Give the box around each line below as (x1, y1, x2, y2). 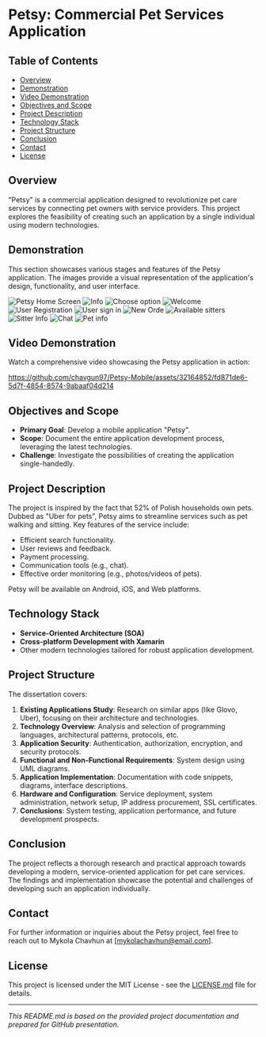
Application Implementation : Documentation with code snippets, (19, 772, 234, 782)
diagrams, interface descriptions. (19, 780, 128, 790)
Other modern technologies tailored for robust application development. (19, 645, 255, 655)
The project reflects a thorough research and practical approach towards (8, 858, 246, 868)
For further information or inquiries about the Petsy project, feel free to (8, 928, 239, 937)
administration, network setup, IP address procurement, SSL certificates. (19, 797, 257, 807)
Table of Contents (8, 54, 99, 67)
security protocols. (19, 747, 82, 756)
